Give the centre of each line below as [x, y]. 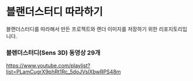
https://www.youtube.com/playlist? [48, 66]
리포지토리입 [173, 29]
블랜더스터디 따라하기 [55, 12]
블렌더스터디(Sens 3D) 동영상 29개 [53, 53]
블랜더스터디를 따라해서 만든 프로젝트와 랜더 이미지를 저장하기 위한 [82, 29]
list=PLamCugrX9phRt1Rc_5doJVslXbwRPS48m [63, 72]
